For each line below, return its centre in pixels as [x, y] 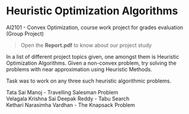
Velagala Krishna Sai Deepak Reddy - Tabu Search [68, 99]
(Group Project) [25, 33]
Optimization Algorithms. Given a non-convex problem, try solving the [91, 63]
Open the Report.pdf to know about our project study [86, 45]
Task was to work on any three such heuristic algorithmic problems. [89, 81]
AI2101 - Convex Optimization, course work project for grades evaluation [95, 27]
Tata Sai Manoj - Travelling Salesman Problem [62, 92]
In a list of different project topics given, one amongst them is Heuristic [93, 56]
